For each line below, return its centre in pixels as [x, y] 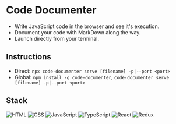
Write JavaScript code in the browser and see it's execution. [87, 26]
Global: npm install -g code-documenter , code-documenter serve [92, 77]
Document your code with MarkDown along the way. [78, 32]
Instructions [29, 57]
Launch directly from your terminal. [57, 38]
